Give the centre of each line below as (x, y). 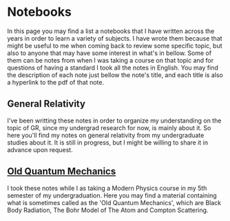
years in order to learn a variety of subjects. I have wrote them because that (115, 38)
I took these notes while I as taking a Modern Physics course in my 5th (107, 188)
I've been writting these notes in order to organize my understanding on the (114, 120)
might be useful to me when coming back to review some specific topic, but (115, 45)
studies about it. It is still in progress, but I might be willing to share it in (108, 143)
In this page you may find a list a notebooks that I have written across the (111, 31)
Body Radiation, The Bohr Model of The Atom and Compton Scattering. (108, 210)
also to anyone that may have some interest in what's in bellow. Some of (109, 53)
